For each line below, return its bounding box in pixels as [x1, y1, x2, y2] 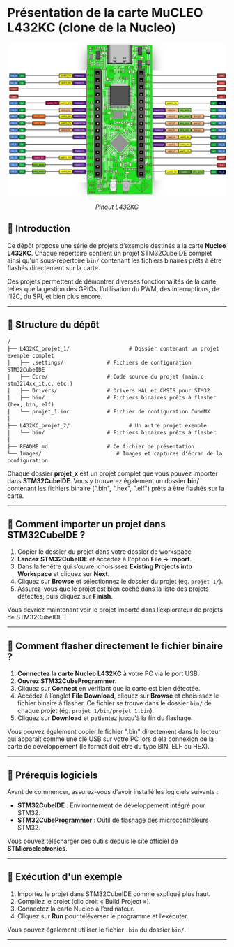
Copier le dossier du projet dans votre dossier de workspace [17, 548, 192, 556]
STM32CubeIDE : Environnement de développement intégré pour [17, 801, 205, 809]
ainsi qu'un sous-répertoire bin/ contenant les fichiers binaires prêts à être [7, 256, 222, 265]
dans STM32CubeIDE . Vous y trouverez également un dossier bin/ [7, 476, 200, 485]
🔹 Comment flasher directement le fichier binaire [7, 640, 224, 652]
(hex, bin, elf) [7, 401, 54, 408]
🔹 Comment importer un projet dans [7, 518, 166, 530]
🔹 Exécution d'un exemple [7, 871, 123, 883]
